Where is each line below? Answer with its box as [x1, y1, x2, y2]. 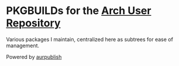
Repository [6, 16, 61, 30]
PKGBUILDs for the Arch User [6, 4, 152, 18]
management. [6, 42, 40, 49]
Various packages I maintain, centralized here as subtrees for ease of [6, 36, 174, 43]
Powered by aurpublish [6, 53, 62, 60]
